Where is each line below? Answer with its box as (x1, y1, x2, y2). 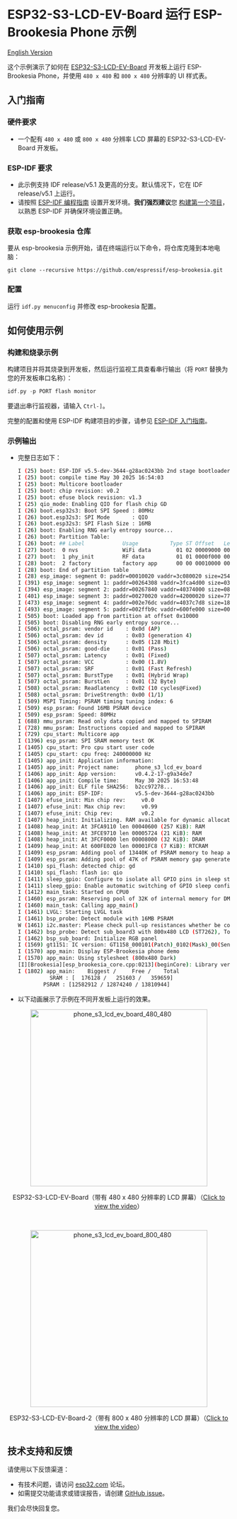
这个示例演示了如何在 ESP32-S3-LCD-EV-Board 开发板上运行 (7, 62, 186, 71)
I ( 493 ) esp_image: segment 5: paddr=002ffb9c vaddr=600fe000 (17, 606, 205, 613)
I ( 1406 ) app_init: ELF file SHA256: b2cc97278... (17, 784, 173, 791)
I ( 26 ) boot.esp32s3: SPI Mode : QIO (17, 514, 149, 521)
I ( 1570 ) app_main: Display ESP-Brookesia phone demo (17, 948, 180, 956)
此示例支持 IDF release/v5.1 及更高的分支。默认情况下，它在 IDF (17, 180, 203, 188)
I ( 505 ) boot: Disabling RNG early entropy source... (17, 619, 180, 626)
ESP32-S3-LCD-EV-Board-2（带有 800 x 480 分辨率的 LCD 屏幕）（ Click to (9, 1414, 229, 1422)
